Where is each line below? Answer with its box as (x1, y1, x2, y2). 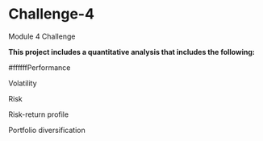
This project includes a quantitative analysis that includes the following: (8, 47, 256, 56)
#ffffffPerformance (8, 62, 71, 73)
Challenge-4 (8, 5, 95, 23)
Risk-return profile (8, 110, 69, 119)
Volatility (8, 78, 38, 88)
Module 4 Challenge (8, 31, 76, 41)
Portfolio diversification (8, 125, 86, 135)
